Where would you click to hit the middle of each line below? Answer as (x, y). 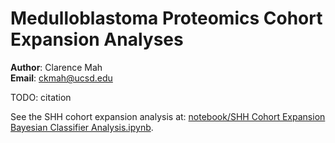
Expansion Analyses (97, 39)
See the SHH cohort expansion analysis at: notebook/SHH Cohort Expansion (168, 116)
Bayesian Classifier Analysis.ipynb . (82, 127)
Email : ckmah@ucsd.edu (61, 78)
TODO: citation (41, 97)
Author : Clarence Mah (56, 67)
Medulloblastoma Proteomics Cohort (166, 18)
